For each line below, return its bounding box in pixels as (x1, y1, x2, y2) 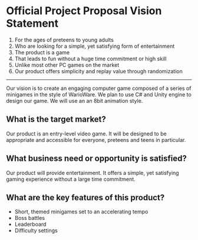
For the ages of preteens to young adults (14, 36, 114, 43)
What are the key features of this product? (6, 192, 165, 202)
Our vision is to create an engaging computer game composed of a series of (6, 85, 192, 92)
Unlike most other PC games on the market (14, 61, 120, 69)
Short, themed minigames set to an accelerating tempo (14, 208, 148, 215)
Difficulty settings (14, 227, 58, 234)
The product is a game (14, 48, 70, 56)
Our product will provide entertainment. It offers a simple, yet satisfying (6, 169, 179, 176)
